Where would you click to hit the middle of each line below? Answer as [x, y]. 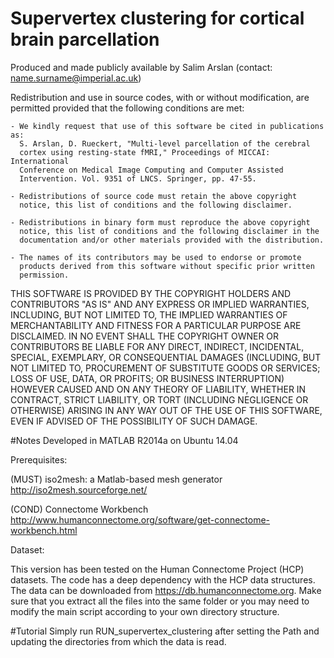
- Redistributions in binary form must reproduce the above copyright [160, 222]
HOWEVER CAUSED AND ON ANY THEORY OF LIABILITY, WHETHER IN [158, 389]
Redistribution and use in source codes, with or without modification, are [160, 97]
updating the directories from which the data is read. [118, 641]
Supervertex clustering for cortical [157, 18]
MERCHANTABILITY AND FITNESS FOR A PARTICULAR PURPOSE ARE [156, 325]
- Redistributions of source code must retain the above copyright [154, 196]
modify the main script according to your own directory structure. [145, 611]
